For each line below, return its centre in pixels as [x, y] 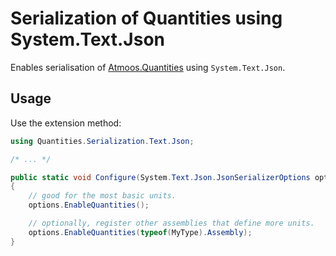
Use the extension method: [66, 123]
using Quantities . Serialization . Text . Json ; [102, 141]
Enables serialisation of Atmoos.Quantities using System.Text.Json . [148, 67]
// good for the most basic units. [102, 196]
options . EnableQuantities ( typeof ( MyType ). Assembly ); [140, 232]
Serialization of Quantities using [146, 18]
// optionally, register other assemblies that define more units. [171, 223]
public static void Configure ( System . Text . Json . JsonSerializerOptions [160, 177]
